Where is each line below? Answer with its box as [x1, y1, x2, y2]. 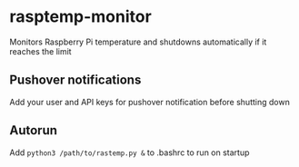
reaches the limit [9, 45, 72, 56]
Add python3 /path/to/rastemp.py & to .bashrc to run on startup [9, 147, 250, 158]
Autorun [9, 123, 57, 138]
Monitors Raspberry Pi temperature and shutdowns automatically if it [9, 36, 267, 47]
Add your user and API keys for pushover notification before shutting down [9, 96, 291, 107]
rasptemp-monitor [9, 6, 152, 27]
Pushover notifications [9, 73, 142, 88]
